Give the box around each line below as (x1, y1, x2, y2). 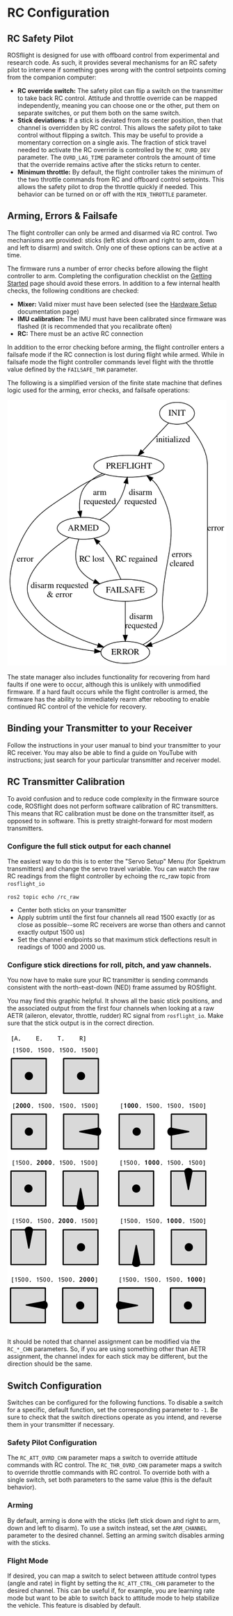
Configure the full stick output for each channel (7, 841, 171, 851)
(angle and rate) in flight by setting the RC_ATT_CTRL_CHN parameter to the (7, 1578, 215, 1587)
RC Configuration (7, 5, 110, 21)
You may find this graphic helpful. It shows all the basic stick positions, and (7, 996, 223, 1005)
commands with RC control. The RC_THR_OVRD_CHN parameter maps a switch (7, 1461, 223, 1469)
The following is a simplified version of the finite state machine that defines (7, 378, 223, 387)
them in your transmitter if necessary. (7, 1421, 115, 1429)
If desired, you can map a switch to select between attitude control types (7, 1571, 217, 1580)
